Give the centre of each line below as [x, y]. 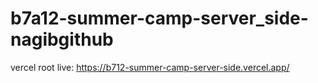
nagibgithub [62, 39]
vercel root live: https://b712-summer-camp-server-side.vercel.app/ [150, 67]
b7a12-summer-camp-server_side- [159, 18]
